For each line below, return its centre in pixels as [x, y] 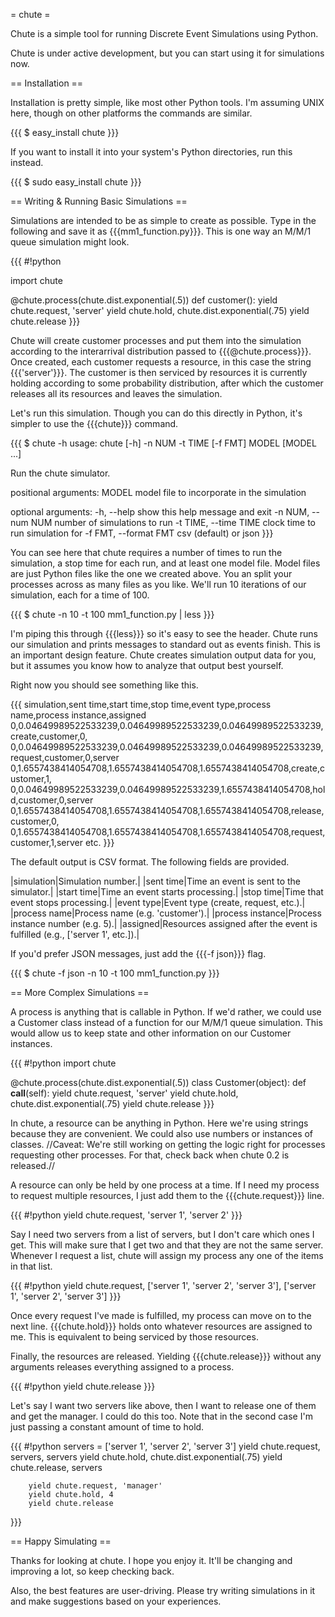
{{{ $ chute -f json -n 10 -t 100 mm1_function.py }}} [115, 973]
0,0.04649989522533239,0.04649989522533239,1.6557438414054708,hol [168, 789]
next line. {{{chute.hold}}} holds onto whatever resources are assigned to [161, 1326]
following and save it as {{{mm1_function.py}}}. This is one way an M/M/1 [161, 231]
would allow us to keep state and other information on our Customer [151, 1033]
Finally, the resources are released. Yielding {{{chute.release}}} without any [166, 1356]
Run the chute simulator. [60, 473]
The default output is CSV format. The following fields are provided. [150, 862]
